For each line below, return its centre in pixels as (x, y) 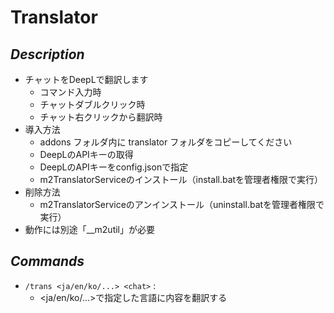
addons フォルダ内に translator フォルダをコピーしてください (166, 142)
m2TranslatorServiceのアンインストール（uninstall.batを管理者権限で (182, 204)
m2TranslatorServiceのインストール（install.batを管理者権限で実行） (181, 179)
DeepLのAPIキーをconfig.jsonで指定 (114, 167)
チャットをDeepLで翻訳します (86, 79)
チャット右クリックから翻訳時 (101, 117)
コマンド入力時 (70, 92)
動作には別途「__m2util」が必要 (90, 229)
